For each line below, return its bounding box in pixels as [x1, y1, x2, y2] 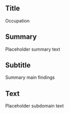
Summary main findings [5, 74, 55, 81]
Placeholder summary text [5, 46, 60, 52]
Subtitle [5, 61, 31, 70]
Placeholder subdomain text [5, 103, 64, 109]
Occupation [5, 17, 30, 24]
